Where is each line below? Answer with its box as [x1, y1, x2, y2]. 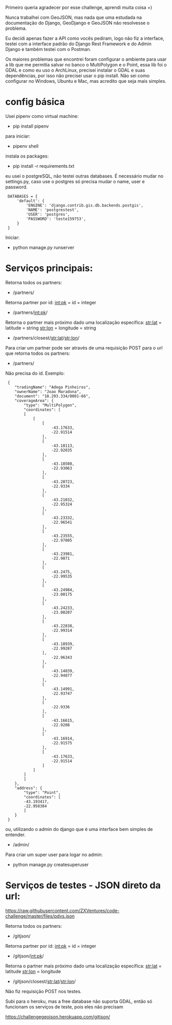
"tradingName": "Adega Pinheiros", [14, 385, 91, 390]
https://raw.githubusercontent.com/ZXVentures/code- [5, 907, 120, 913]
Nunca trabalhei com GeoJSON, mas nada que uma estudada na [5, 14, 142, 20]
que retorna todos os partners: [5, 350, 70, 356]
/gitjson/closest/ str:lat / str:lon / [12, 978, 76, 984]
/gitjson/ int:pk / [12, 952, 44, 959]
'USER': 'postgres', [26, 212, 70, 217]
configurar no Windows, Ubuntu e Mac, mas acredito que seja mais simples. [5, 78, 167, 84]
